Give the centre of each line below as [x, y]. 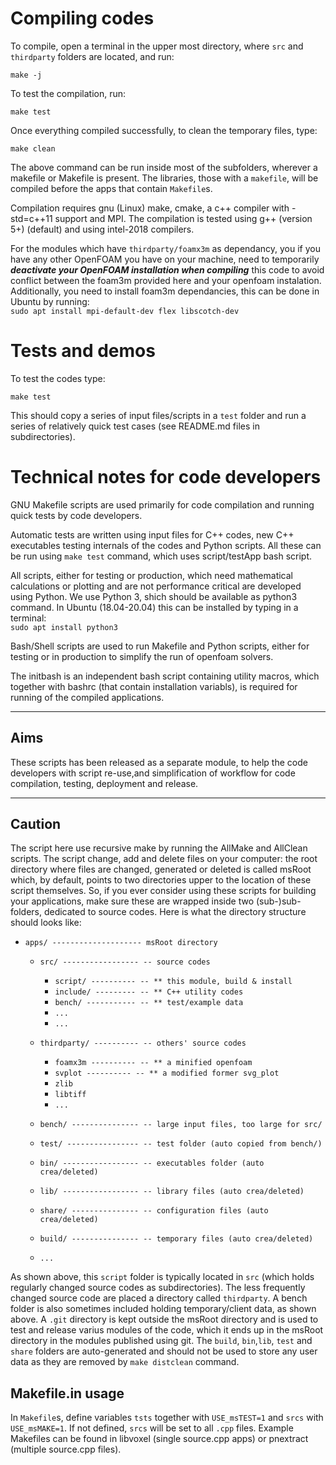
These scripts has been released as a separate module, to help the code [159, 762]
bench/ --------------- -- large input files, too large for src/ [181, 1125]
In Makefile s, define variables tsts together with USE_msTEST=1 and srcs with [167, 1418]
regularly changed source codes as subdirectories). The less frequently [158, 1288]
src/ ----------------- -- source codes [125, 962]
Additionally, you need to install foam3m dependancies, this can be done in [165, 291]
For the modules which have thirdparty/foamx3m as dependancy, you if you [166, 248]
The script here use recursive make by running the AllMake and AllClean [159, 848]
